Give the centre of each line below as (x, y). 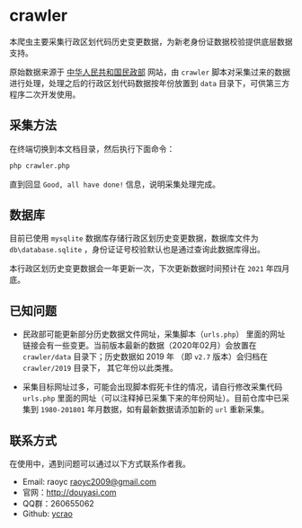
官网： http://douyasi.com (69, 493)
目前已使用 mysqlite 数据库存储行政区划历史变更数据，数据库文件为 (134, 238)
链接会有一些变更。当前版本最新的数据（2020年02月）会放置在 (139, 346)
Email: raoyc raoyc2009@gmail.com (89, 482)
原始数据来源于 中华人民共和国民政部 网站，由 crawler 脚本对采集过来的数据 (150, 72)
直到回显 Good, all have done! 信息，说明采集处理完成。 (115, 184)
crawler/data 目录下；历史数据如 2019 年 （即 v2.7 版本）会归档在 (145, 356)
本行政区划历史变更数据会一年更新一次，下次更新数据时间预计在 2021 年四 (146, 268)
